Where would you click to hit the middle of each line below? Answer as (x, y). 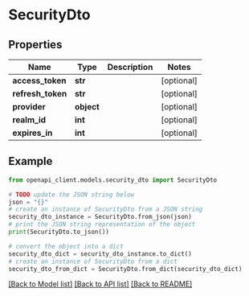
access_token (39, 80)
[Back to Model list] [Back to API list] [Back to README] (100, 284)
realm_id (29, 120)
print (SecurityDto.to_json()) (59, 232)
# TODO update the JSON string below (71, 195)
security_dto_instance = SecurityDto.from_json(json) (100, 217)
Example (31, 161)
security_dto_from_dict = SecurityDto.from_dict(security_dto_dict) (125, 269)
